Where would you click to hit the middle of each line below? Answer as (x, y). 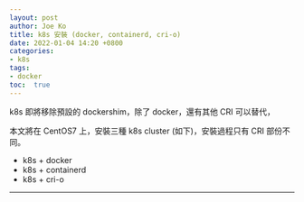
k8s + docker (47, 160)
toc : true (30, 85)
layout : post (34, 18)
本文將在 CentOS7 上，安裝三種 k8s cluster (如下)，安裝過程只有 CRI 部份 (146, 131)
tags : (19, 69)
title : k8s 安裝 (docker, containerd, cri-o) (95, 34)
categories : (32, 51)
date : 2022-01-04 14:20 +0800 (66, 43)
